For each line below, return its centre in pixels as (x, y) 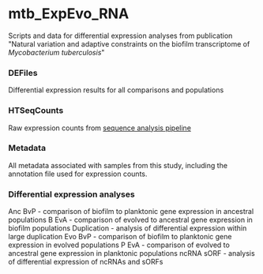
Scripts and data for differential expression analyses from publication (120, 36)
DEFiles (23, 73)
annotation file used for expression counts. (78, 174)
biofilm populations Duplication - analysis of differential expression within (128, 228)
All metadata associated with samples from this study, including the (118, 165)
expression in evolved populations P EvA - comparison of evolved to (119, 245)
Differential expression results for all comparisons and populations (116, 90)
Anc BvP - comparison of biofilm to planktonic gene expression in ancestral (131, 212)
